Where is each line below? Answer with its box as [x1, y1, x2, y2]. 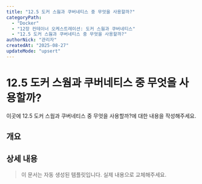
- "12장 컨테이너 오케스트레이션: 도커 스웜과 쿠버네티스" [11, 25, 135, 32]
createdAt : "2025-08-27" [6, 43, 69, 49]
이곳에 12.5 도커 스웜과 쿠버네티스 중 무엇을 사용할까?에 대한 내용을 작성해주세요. [6, 112, 197, 119]
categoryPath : [6, 14, 42, 21]
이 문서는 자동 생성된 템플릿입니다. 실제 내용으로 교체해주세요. [21, 171, 167, 178]
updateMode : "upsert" [6, 48, 61, 54]
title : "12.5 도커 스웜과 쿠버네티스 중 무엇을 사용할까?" [6, 8, 135, 15]
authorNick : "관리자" [6, 37, 57, 43]
